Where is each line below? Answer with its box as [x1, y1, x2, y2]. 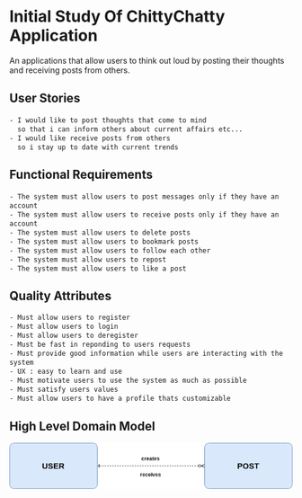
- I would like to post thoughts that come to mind [9, 115, 207, 125]
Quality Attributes [9, 288, 112, 303]
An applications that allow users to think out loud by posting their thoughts [9, 55, 285, 66]
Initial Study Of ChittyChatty [9, 6, 226, 27]
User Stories [9, 91, 81, 106]
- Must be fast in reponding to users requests [9, 340, 191, 350]
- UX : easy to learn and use [9, 367, 123, 377]
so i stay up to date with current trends [17, 142, 179, 152]
